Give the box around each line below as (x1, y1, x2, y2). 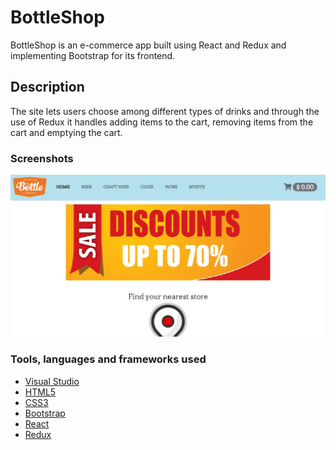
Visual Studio (24, 375, 80, 387)
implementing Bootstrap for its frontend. (10, 49, 176, 61)
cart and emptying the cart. (10, 126, 123, 138)
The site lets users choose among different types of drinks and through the (10, 105, 320, 117)
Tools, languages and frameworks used (10, 352, 207, 366)
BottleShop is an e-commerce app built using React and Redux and (10, 39, 287, 51)
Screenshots (10, 151, 74, 165)
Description (10, 79, 85, 96)
